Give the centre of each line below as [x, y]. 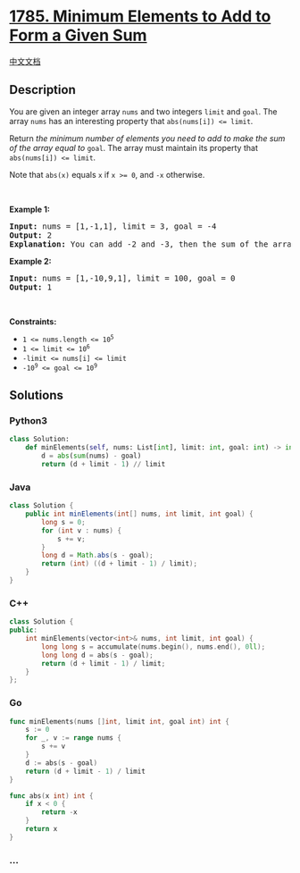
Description [42, 90]
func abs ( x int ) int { [51, 796]
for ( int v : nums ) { [82, 530]
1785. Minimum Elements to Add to [140, 17]
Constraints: [33, 321]
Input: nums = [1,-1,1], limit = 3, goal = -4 [113, 226]
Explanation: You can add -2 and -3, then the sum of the [139, 244]
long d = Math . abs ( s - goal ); [97, 556]
